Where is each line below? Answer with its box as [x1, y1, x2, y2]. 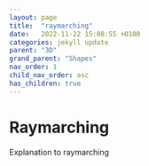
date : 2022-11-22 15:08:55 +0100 [9, 29, 141, 38]
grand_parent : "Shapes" [9, 54, 98, 63]
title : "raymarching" [9, 21, 93, 30]
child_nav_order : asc [9, 71, 90, 80]
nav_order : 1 [9, 63, 58, 72]
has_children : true [9, 79, 82, 88]
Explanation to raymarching [9, 146, 109, 157]
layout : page [9, 12, 58, 22]
